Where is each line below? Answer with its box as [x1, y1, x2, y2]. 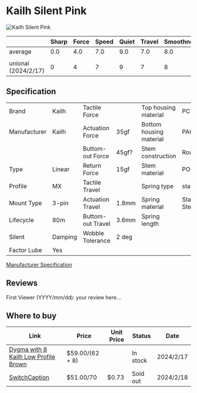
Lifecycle [9, 216, 34, 224]
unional [9, 59, 29, 67]
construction [141, 152, 176, 160]
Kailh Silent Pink [6, 4, 87, 18]
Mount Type [9, 199, 42, 207]
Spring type [141, 182, 174, 190]
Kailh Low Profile [9, 353, 56, 361]
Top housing [141, 103, 176, 111]
